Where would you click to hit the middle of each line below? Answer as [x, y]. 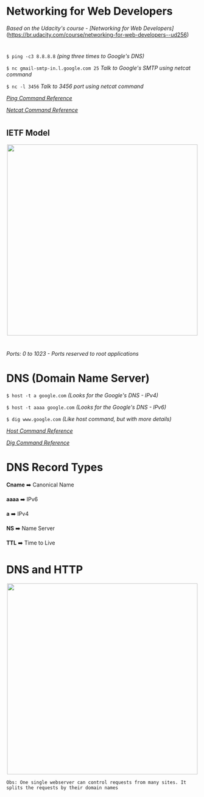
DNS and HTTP [45, 569]
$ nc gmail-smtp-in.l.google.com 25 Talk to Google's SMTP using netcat [98, 68]
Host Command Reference [40, 431]
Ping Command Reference [39, 98]
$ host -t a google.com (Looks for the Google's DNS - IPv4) [82, 395]
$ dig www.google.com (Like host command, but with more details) [89, 419]
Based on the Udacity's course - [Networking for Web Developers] [90, 28]
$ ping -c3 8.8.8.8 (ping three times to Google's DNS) [76, 56]
